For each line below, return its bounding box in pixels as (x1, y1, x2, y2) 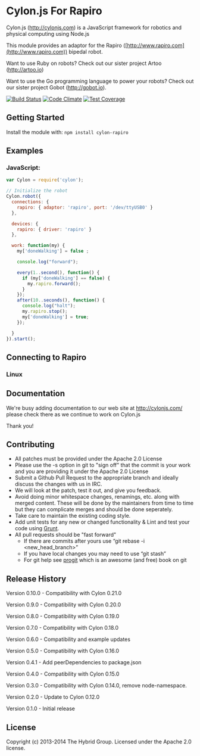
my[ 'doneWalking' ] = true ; (21, 314, 89, 320)
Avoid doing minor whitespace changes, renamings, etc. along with (14, 493, 180, 500)
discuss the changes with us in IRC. (14, 481, 102, 488)
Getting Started (6, 113, 65, 123)
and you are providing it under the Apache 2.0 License (14, 468, 149, 475)
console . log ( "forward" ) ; (17, 259, 79, 265)
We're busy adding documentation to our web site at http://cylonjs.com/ (6, 404, 183, 412)
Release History (6, 574, 67, 584)
